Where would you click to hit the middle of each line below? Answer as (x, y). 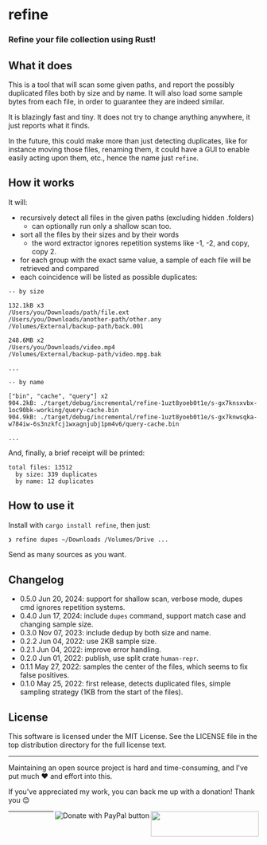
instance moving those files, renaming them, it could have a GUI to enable (129, 149)
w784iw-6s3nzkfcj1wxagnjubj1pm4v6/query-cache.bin (94, 424)
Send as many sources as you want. (68, 555)
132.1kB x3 (26, 305)
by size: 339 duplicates (56, 474)
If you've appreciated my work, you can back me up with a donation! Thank (132, 792)
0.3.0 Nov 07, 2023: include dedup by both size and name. (116, 633)
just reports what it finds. (49, 125)
